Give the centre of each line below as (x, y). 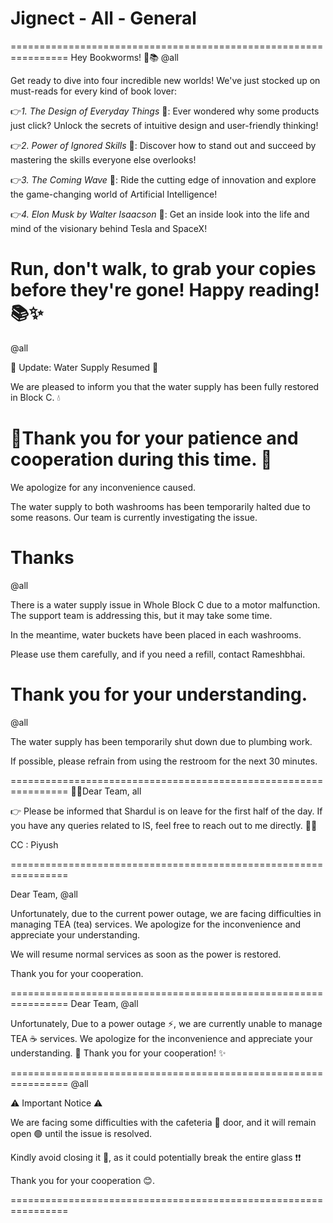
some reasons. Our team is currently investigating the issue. (134, 517)
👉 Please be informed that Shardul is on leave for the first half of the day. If (166, 811)
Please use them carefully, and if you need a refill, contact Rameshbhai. (158, 654)
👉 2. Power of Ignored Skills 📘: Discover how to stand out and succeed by (163, 145)
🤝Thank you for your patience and (154, 438)
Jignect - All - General (103, 18)
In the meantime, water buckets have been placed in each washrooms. (156, 634)
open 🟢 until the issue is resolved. (81, 1133)
